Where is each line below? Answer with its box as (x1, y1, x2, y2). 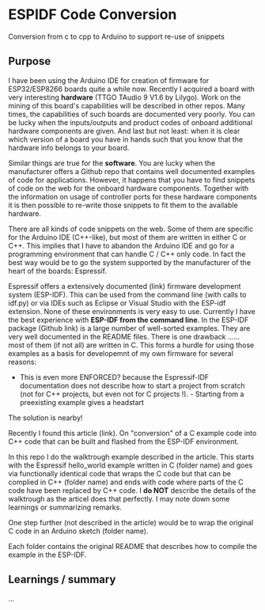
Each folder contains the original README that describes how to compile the (8, 541, 257, 551)
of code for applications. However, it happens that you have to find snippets (8, 175, 256, 184)
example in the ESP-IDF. (8, 550, 87, 559)
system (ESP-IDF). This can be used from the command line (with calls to (8, 290, 247, 299)
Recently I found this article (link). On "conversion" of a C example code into (8, 428, 257, 438)
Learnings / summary (8, 573, 116, 586)
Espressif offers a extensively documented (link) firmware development (8, 281, 241, 290)
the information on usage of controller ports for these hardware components (8, 191, 257, 201)
